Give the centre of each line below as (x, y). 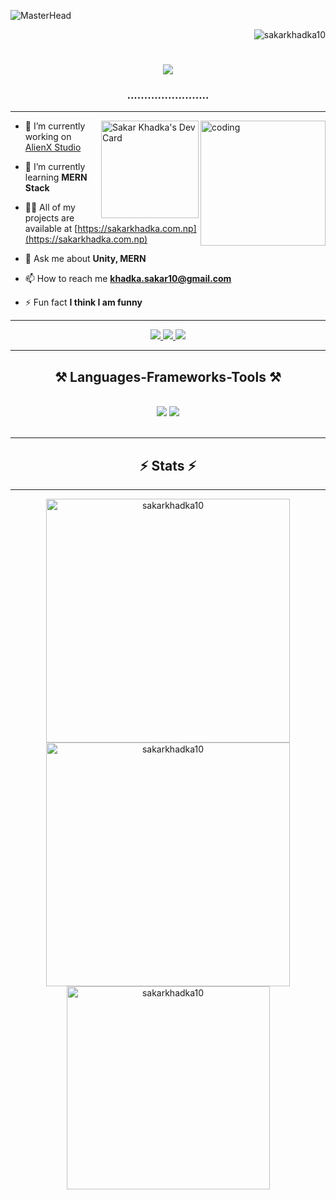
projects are (49, 218)
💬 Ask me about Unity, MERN (85, 259)
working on (48, 137)
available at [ (51, 229)
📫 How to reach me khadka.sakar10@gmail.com (128, 279)
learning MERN (56, 177)
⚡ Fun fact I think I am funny (83, 302)
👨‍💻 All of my (50, 207)
